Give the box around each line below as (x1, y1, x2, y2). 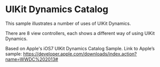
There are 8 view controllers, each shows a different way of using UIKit (5, 30, 155, 36)
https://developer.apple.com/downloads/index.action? (22, 51, 137, 57)
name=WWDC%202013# (5, 56, 58, 62)
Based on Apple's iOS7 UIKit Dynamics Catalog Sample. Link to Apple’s (5, 45, 155, 51)
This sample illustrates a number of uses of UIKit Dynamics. (5, 20, 131, 26)
